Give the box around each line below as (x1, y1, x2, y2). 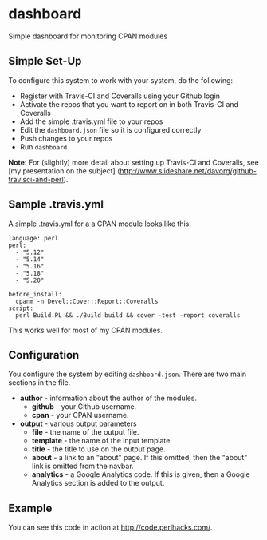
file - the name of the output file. (31, 427, 139, 437)
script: (8, 304, 34, 312)
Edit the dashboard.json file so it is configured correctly (19, 125, 202, 134)
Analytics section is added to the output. (31, 478, 165, 488)
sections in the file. (8, 378, 71, 387)
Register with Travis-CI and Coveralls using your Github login (19, 91, 221, 101)
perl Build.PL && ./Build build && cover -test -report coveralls (15, 311, 241, 320)
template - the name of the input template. (31, 436, 173, 446)
